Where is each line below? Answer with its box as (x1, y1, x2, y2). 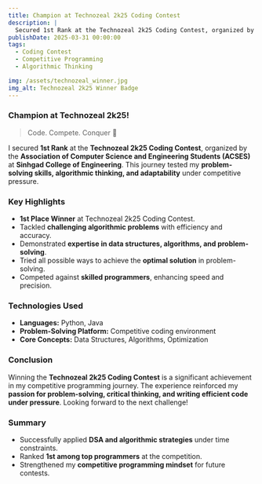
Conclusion (8, 354, 53, 365)
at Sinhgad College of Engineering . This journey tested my (8, 159, 200, 169)
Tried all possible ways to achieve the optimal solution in (19, 256, 205, 266)
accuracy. (19, 231, 53, 240)
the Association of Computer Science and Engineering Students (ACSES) (8, 151, 251, 161)
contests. (19, 468, 50, 478)
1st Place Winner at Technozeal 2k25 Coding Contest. (19, 214, 195, 224)
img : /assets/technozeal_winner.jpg (8, 76, 128, 85)
